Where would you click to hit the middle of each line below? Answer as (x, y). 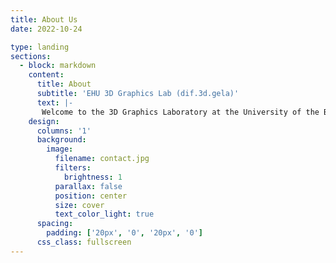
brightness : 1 (93, 177)
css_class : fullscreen (84, 242)
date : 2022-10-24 (46, 29)
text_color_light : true (104, 214)
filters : (73, 168)
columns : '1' (64, 131)
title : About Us (44, 19)
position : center (91, 196)
